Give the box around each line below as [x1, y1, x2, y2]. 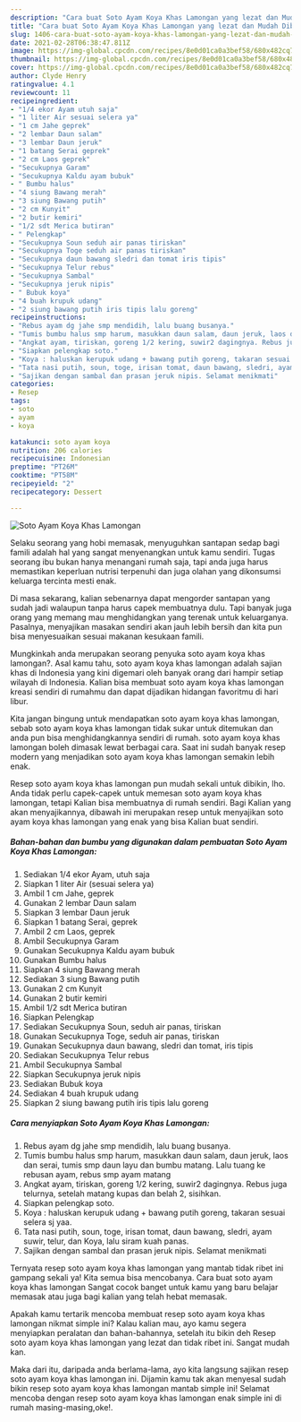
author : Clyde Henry [10, 72, 88, 81]
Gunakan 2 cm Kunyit [22, 983, 103, 994]
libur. [10, 695, 29, 706]
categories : [10, 380, 54, 389]
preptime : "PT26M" [10, 462, 79, 471]
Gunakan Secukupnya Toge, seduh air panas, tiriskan [22, 1030, 220, 1041]
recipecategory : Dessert [10, 487, 103, 496]
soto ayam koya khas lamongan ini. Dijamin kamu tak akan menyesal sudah [10, 1373, 287, 1384]
